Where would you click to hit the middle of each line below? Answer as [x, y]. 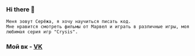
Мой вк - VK [24, 47]
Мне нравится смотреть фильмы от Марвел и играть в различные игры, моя [98, 27]
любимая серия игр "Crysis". [42, 32]
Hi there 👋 [21, 9]
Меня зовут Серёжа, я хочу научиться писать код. [69, 22]
